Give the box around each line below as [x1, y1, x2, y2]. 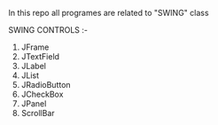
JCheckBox [20, 89, 64, 99]
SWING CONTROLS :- [8, 25, 89, 35]
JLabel [20, 61, 46, 71]
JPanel [20, 98, 47, 109]
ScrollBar [20, 108, 55, 118]
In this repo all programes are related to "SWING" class [8, 8, 209, 18]
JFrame [20, 42, 50, 52]
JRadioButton [20, 80, 72, 90]
